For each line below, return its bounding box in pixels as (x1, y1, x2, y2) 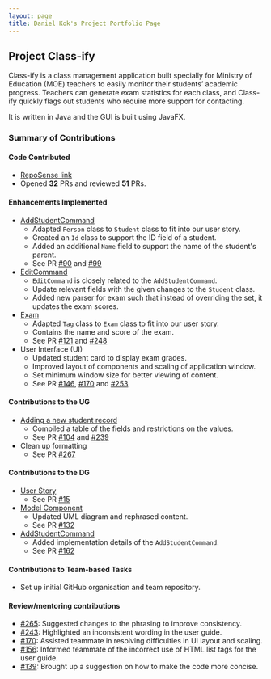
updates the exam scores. (32, 301, 119, 311)
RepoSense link (19, 171, 73, 180)
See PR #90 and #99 (32, 258, 102, 268)
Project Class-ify (8, 49, 95, 63)
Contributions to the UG (8, 397, 91, 407)
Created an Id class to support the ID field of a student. (32, 232, 217, 242)
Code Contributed (8, 152, 70, 162)
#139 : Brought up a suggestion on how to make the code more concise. (19, 662, 259, 672)
